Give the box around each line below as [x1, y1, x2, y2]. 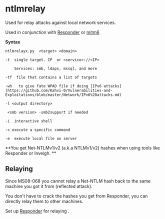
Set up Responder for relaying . [5, 208, 69, 214]
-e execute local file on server [5, 136, 77, 141]
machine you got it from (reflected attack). [5, 183, 92, 189]
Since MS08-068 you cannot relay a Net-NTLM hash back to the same [5, 178, 151, 184]
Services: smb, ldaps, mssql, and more [14, 66, 97, 71]
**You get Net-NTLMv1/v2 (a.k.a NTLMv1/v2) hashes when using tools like [5, 144, 160, 150]
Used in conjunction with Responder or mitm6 [5, 29, 100, 35]
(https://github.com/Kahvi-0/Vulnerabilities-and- [5, 88, 113, 93]
